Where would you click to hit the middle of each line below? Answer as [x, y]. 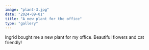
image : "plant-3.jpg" [27, 10]
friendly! [13, 43]
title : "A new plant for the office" [44, 19]
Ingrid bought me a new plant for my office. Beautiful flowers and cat [75, 37]
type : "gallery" [22, 23]
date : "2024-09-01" [25, 14]
